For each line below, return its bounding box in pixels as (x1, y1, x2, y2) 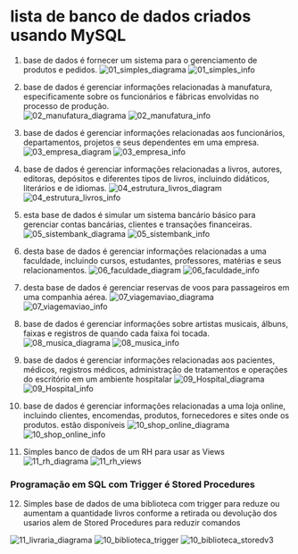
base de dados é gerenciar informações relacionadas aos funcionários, (22, 127, 286, 138)
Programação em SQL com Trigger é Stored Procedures (10, 478, 255, 491)
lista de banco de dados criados (10, 6, 252, 27)
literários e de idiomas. (22, 182, 107, 193)
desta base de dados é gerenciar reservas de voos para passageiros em (22, 281, 290, 292)
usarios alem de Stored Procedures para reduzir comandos (22, 517, 241, 528)
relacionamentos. (22, 264, 87, 275)
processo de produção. (22, 100, 110, 111)
